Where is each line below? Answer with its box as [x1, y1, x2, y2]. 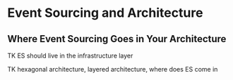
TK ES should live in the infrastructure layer [7, 51, 133, 60]
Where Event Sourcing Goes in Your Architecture [7, 33, 227, 45]
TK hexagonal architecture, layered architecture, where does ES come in [7, 65, 218, 73]
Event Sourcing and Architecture [7, 5, 203, 21]
